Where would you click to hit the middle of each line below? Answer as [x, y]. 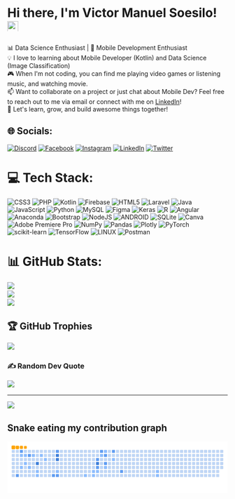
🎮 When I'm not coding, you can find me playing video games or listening [114, 73]
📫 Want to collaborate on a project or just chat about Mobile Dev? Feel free [116, 91]
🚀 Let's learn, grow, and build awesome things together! [88, 109]
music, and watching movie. [48, 84]
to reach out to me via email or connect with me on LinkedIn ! [94, 101]
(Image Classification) [39, 65]
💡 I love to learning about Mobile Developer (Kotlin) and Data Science [107, 58]
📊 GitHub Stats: [55, 261]
